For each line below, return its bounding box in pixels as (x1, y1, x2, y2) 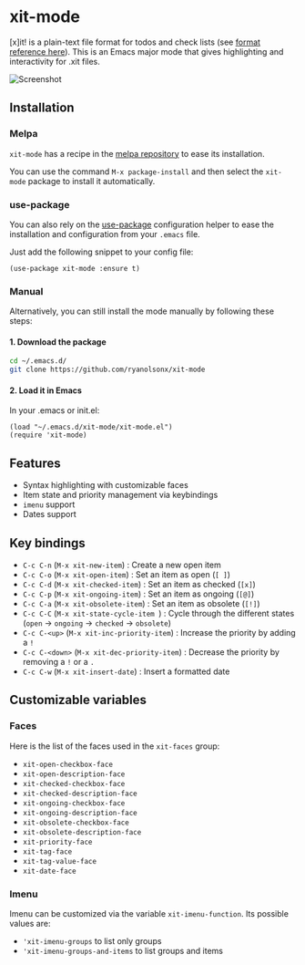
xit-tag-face (22, 846, 73, 856)
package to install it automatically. (27, 175, 156, 186)
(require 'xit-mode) (9, 431, 88, 440)
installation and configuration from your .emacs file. (9, 228, 200, 239)
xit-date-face (22, 866, 76, 876)
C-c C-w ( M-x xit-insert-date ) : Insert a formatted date (22, 666, 230, 677)
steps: (9, 316, 33, 327)
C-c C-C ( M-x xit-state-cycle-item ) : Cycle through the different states (22, 608, 295, 618)
